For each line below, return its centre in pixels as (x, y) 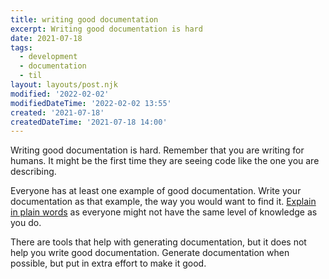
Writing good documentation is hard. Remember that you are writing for (157, 150)
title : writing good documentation (84, 19)
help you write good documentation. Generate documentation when (150, 253)
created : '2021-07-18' (57, 112)
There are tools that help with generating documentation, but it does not (158, 242)
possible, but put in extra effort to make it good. (108, 263)
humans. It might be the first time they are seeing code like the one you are (165, 161)
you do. (26, 223)
